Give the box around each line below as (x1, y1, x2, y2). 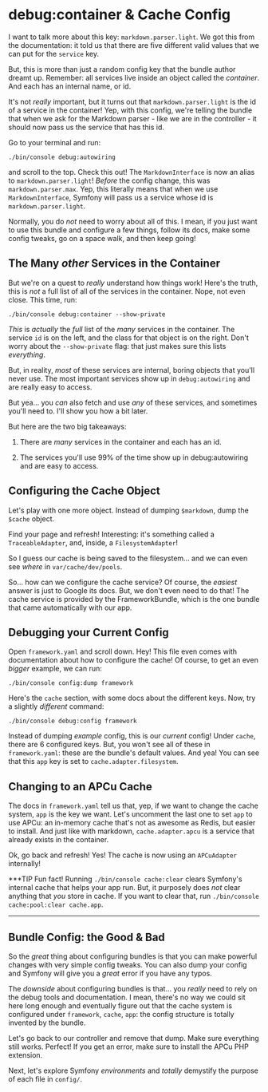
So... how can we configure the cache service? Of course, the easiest (8, 577, 238, 587)
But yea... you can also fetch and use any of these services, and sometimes (8, 398, 258, 407)
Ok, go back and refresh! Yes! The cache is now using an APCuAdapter (8, 850, 238, 860)
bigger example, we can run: (8, 664, 102, 674)
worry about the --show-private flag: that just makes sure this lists (8, 341, 227, 350)
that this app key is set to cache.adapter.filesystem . (8, 757, 179, 766)
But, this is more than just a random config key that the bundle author (8, 64, 236, 73)
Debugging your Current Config (8, 625, 169, 639)
